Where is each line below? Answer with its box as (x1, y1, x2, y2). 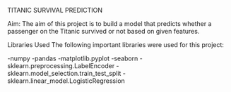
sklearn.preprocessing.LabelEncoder (7, 62, 115, 70)
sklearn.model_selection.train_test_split (7, 70, 122, 77)
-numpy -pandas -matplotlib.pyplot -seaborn (7, 54, 138, 63)
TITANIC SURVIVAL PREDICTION (7, 6, 103, 14)
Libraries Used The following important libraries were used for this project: (7, 41, 225, 48)
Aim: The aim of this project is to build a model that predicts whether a (7, 20, 212, 27)
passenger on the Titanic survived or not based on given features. (7, 27, 200, 35)
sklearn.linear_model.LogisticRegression (7, 77, 125, 85)
